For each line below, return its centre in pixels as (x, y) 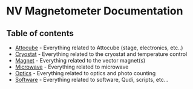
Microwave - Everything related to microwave (72, 67)
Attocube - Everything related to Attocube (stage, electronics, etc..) (99, 48)
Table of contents (40, 33)
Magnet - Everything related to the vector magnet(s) (80, 60)
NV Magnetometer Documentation (95, 11)
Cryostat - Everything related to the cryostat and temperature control (101, 54)
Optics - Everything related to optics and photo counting (85, 73)
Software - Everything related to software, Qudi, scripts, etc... (92, 80)
